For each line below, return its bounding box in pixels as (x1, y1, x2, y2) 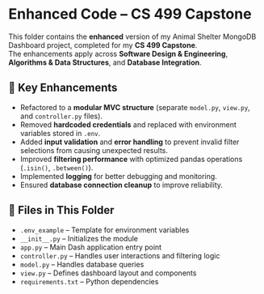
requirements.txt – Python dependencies (19, 276, 159, 286)
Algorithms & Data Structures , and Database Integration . (8, 58, 202, 67)
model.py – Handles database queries (19, 259, 145, 269)
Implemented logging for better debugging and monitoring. (19, 171, 218, 181)
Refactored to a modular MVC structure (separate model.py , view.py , (19, 102, 250, 112)
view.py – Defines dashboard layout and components (19, 268, 197, 278)
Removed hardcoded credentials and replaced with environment (19, 119, 237, 130)
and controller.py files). (19, 111, 103, 121)
